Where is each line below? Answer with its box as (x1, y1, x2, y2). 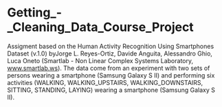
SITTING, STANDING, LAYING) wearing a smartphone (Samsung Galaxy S (7, 86, 215, 94)
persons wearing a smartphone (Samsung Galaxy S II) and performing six (7, 71, 215, 80)
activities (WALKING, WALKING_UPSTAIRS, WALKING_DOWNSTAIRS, (7, 78, 203, 86)
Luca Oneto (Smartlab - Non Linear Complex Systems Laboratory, (7, 56, 194, 64)
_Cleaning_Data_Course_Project (7, 19, 194, 35)
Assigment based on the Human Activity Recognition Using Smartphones (7, 42, 214, 50)
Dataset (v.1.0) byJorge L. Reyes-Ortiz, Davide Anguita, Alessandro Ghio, (7, 49, 213, 58)
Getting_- (7, 5, 63, 21)
